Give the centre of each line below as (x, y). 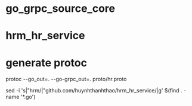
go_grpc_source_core (61, 9)
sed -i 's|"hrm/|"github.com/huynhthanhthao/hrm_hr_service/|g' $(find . (94, 91)
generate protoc (47, 62)
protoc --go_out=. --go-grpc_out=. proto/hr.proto (66, 79)
